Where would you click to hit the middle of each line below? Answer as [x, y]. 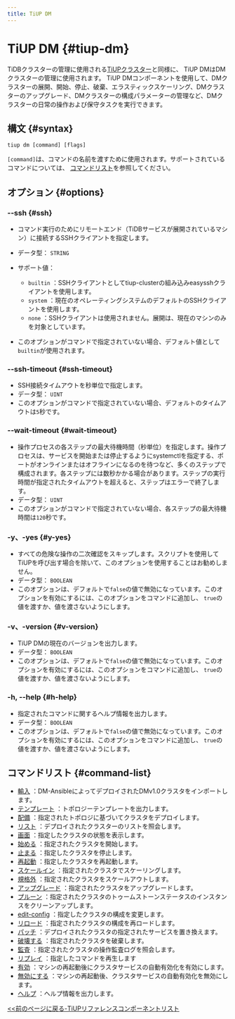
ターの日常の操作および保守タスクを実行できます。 [93, 104]
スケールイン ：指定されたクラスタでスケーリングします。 [101, 870]
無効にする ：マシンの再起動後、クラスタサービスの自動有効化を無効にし [123, 976]
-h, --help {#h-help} [42, 697]
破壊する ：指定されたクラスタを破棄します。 [83, 941]
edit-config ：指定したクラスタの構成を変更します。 [92, 914]
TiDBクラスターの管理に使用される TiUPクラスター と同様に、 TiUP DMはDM [116, 69]
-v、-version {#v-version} [53, 626]
